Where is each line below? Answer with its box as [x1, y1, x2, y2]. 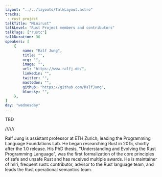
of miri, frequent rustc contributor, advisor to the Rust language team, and [5, 161, 154, 167]
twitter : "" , [23, 76, 49, 80]
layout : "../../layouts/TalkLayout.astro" [5, 7, 93, 12]
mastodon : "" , [23, 80, 51, 85]
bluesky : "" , [23, 89, 49, 94]
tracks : [5, 12, 21, 17]
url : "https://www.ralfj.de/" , [23, 67, 87, 72]
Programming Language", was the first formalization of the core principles [5, 151, 155, 157]
